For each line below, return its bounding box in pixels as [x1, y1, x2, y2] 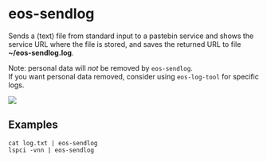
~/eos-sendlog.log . [8, 48, 74, 57]
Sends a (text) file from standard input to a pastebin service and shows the [8, 31, 254, 40]
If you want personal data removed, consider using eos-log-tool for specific [8, 71, 259, 81]
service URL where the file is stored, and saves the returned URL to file [8, 39, 241, 48]
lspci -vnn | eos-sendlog [8, 146, 94, 154]
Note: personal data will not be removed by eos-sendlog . [8, 63, 193, 72]
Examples [8, 118, 58, 132]
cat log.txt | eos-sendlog [8, 139, 98, 147]
